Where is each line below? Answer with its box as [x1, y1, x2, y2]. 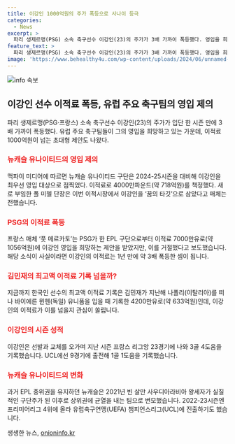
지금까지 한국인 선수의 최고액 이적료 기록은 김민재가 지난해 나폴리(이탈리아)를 [7, 288, 218, 297]
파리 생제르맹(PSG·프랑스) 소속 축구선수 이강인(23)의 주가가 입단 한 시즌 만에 [7, 118, 217, 127]
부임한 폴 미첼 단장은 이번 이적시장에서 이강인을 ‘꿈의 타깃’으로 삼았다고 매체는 [14, 189, 227, 198]
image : [7, 56, 27, 63]
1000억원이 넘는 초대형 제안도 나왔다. [7, 136, 110, 144]
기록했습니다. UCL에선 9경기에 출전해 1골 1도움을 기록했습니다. [7, 351, 178, 359]
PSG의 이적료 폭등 [7, 217, 65, 227]
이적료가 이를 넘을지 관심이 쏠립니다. [20, 306, 120, 315]
